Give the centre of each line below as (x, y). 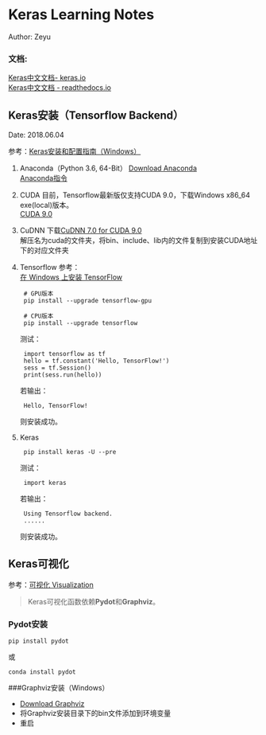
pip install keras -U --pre (70, 452)
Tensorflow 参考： (50, 268)
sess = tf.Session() (57, 368)
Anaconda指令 (43, 178)
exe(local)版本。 (46, 205)
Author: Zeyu (30, 37)
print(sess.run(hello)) (63, 375)
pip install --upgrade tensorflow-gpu (88, 301)
